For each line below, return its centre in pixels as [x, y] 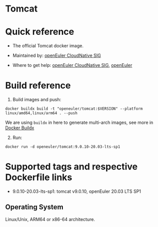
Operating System [34, 207]
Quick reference [40, 32]
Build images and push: [37, 100]
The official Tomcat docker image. [48, 46]
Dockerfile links [39, 177]
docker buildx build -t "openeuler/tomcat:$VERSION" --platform [74, 109]
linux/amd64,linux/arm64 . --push [42, 113]
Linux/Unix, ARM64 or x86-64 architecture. [50, 219]
